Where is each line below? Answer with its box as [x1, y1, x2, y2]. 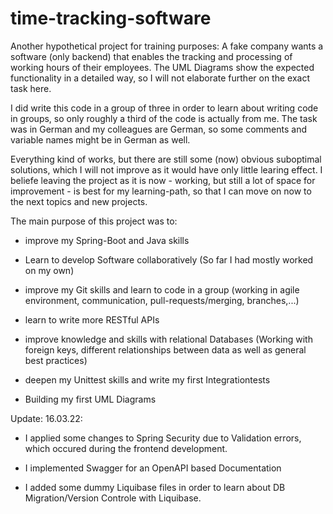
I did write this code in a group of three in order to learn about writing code [10, 102, 319, 114]
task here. [10, 82, 52, 94]
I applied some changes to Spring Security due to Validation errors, [24, 432, 302, 444]
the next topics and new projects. [10, 195, 148, 207]
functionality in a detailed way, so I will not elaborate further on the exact [10, 72, 310, 84]
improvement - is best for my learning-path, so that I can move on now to [10, 185, 312, 197]
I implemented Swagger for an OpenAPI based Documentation [24, 462, 282, 474]
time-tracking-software [10, 7, 212, 30]
